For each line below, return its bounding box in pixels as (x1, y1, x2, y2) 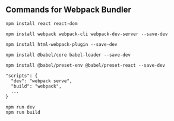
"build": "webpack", (11, 83, 62, 89)
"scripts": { (5, 73, 38, 79)
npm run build (5, 109, 41, 115)
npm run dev (5, 104, 35, 110)
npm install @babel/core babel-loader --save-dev (5, 52, 131, 58)
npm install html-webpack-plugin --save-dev (5, 41, 118, 47)
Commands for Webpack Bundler (5, 5, 131, 15)
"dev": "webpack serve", (11, 77, 72, 84)
